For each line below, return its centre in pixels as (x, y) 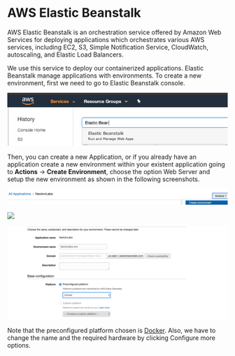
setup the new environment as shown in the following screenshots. (104, 179)
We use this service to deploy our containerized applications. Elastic (106, 68)
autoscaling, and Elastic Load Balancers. (65, 55)
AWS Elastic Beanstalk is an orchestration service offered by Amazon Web (114, 32)
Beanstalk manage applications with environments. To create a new (104, 76)
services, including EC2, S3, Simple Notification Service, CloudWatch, (108, 47)
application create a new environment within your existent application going (116, 164)
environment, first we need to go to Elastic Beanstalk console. (96, 83)
